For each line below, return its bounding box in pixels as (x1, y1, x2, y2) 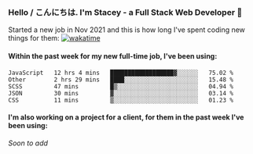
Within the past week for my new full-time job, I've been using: (8, 51, 218, 60)
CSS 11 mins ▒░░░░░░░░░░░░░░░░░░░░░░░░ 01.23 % (8, 96, 234, 104)
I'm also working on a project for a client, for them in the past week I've (8, 113, 244, 122)
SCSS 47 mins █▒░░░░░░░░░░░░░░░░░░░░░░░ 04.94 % (8, 82, 234, 91)
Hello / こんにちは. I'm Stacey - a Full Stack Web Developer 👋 (8, 6, 243, 17)
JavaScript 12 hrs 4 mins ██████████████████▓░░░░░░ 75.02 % (8, 69, 234, 77)
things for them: (8, 34, 60, 43)
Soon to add (8, 138, 49, 148)
